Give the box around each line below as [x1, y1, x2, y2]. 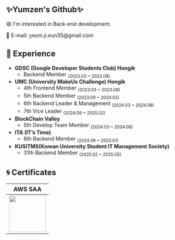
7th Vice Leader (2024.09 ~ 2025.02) [23, 107, 106, 116]
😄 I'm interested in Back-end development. [6, 20, 112, 27]
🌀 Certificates [6, 168, 56, 178]
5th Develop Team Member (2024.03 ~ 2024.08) [23, 121, 133, 130]
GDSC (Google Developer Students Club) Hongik [14, 64, 136, 71]
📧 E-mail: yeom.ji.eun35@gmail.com [6, 32, 94, 39]
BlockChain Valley [14, 115, 60, 122]
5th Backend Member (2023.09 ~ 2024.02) [23, 92, 120, 101]
